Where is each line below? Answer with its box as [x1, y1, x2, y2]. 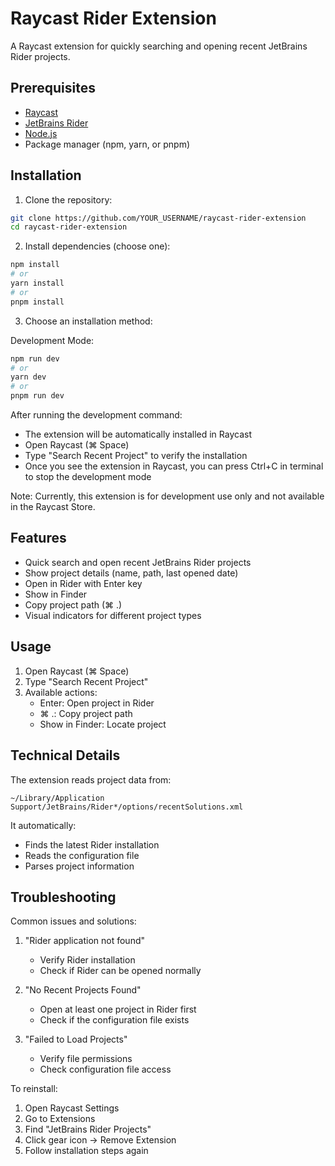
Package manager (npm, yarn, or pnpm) [24, 138, 191, 150]
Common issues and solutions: [10, 915, 137, 927]
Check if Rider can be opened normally [39, 965, 202, 977]
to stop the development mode [24, 471, 152, 483]
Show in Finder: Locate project [39, 718, 167, 730]
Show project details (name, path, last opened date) [24, 567, 239, 579]
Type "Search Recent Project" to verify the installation [24, 450, 248, 462]
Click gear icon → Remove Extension [24, 1134, 177, 1146]
